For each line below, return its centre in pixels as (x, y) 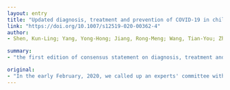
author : (18, 32)
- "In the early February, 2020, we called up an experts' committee (108, 76)
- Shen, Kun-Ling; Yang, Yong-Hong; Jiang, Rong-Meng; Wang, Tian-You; (111, 39)
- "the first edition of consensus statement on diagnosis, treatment (110, 58)
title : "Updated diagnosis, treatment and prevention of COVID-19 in (108, 20)
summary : (20, 51)
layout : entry (27, 13)
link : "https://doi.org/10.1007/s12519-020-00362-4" (84, 26)
